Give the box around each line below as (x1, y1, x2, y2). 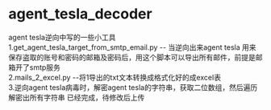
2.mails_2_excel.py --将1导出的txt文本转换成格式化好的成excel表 (8, 72, 222, 82)
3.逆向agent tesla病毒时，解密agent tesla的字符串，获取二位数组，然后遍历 (8, 82, 258, 92)
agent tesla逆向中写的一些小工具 (8, 32, 116, 42)
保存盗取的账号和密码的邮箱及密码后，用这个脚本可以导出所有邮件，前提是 (8, 52, 256, 62)
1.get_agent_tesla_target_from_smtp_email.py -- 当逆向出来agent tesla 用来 (8, 42, 256, 52)
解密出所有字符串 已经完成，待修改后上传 (8, 92, 145, 102)
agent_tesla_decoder (8, 5, 152, 23)
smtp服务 (29, 62, 60, 72)
